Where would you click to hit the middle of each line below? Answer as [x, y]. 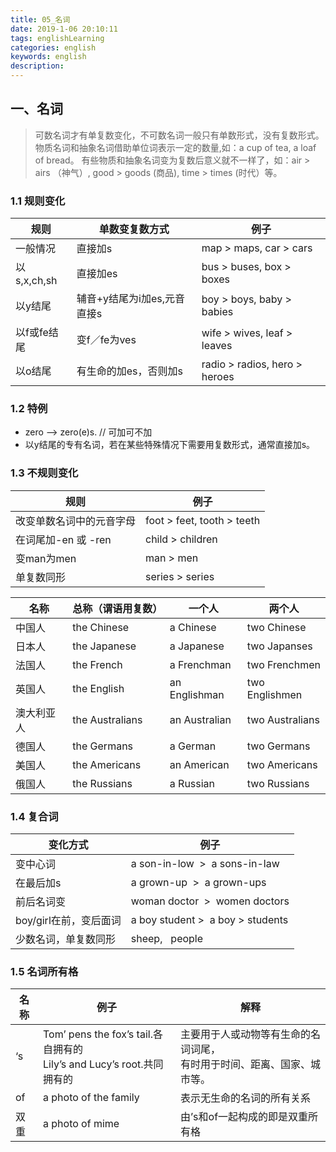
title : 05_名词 [40, 19]
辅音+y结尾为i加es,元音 [131, 299]
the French [97, 664]
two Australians [283, 719]
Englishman [197, 694]
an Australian [200, 719]
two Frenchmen [283, 664]
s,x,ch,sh [36, 281]
